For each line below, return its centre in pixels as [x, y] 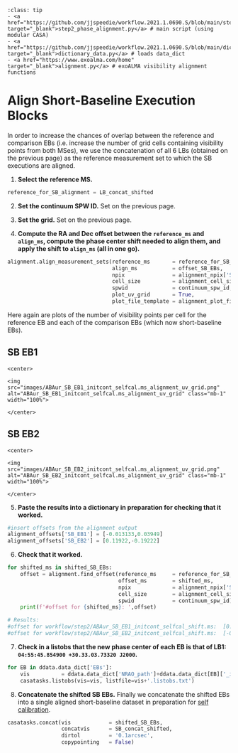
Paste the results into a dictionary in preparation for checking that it [119, 507]
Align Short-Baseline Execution [102, 101]
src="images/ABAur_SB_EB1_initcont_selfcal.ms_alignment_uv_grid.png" [114, 388]
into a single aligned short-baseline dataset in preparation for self [113, 702]
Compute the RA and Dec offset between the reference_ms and [111, 233]
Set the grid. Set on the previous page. [75, 220]
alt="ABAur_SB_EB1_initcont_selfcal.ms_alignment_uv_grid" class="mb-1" [117, 394]
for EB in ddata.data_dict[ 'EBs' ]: [60, 667]
